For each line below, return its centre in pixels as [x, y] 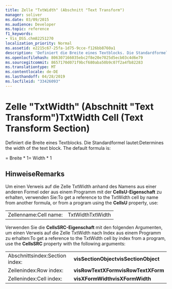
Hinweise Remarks [35, 174]
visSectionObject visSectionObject [116, 259]
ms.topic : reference [27, 29]
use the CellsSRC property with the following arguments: [66, 243]
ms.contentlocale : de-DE [32, 72]
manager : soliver [24, 15]
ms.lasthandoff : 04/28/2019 [35, 77]
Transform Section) [48, 128]
